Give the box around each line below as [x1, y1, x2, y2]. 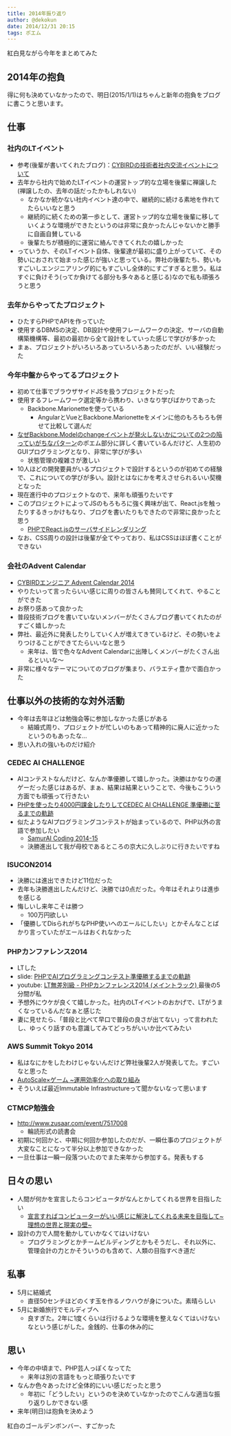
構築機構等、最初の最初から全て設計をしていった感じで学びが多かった [16, 335, 217, 343]
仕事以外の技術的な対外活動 [7, 695, 125, 707]
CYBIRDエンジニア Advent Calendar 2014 [16, 578, 135, 586]
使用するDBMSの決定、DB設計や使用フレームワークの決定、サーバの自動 [16, 326, 224, 334]
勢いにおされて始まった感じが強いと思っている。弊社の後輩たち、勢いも [16, 256, 222, 264]
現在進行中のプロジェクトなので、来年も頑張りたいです [16, 490, 174, 499]
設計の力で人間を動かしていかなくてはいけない [16, 1229, 150, 1237]
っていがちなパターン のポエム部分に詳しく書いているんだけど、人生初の [16, 439, 221, 448]
